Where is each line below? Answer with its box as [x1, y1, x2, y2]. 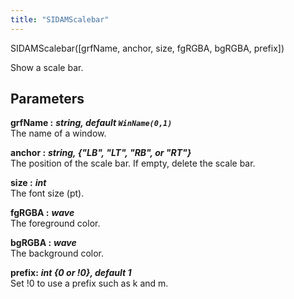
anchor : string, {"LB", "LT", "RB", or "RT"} [10, 147, 192, 159]
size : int [10, 177, 47, 189]
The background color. [10, 247, 105, 260]
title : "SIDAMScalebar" [10, 14, 110, 25]
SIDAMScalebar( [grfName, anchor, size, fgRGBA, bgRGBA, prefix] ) [10, 42, 285, 54]
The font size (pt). [10, 187, 85, 200]
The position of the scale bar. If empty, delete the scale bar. [10, 157, 256, 170]
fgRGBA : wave [10, 207, 75, 219]
